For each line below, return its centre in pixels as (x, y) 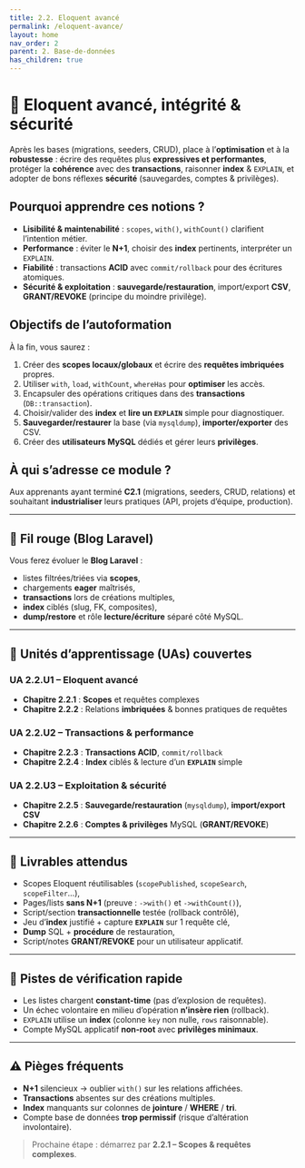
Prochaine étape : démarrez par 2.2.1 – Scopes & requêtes (141, 1144)
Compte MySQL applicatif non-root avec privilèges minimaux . (140, 1029)
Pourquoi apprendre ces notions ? (107, 207)
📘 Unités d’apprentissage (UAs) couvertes (131, 653)
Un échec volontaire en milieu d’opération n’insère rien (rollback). (146, 1010)
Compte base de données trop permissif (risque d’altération (135, 1117)
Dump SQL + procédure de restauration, (98, 932)
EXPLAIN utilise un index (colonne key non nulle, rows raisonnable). (146, 1020)
